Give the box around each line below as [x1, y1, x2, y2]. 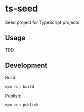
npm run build [5, 84, 35, 89]
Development [5, 61, 48, 70]
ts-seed [5, 3, 38, 14]
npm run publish [5, 102, 39, 107]
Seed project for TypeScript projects [5, 19, 80, 25]
